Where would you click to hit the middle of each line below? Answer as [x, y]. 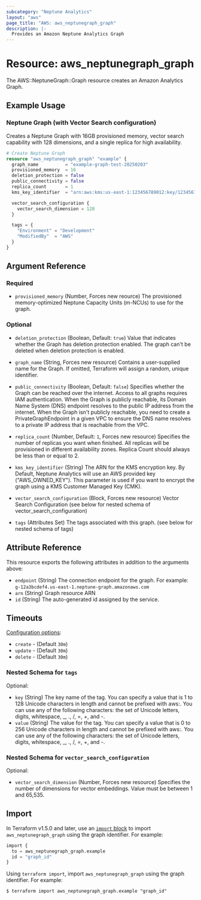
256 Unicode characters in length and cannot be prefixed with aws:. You [104, 729]
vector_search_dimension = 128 [56, 209]
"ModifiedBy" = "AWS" [45, 237]
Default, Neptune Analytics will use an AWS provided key [85, 473]
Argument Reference [46, 266]
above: [15, 569]
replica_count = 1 [42, 187]
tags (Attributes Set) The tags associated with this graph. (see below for [104, 522]
